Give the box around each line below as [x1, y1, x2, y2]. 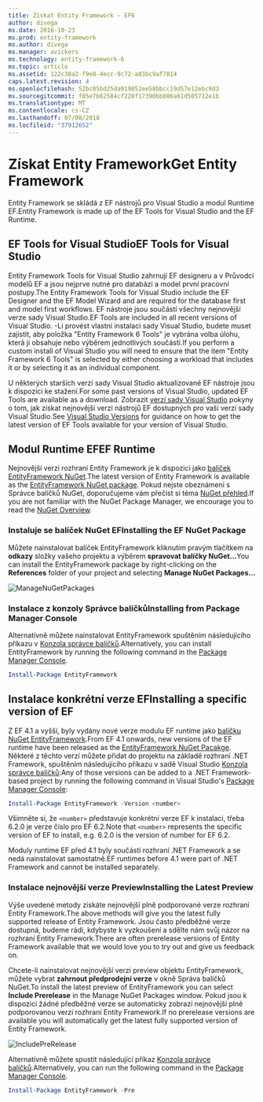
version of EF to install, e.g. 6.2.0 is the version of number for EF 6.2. [8, 830, 230, 840]
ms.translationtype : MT [8, 99, 86, 107]
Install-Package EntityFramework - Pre [8, 1086, 135, 1094]
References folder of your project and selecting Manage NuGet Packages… [8, 568, 256, 577]
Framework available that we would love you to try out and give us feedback [8, 941, 255, 951]
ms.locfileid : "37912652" [8, 121, 93, 129]
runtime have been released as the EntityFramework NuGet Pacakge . [8, 742, 232, 752]
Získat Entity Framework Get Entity [8, 155, 238, 173]
